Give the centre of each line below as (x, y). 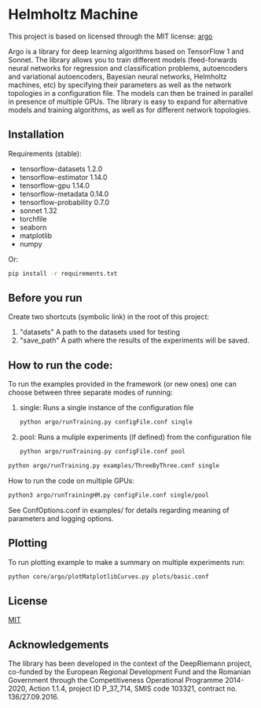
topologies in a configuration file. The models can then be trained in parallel (130, 93)
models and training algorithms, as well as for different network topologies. (130, 110)
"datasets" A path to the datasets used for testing (100, 332)
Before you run (45, 298)
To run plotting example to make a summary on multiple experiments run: (127, 562)
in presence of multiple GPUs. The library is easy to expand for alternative (128, 101)
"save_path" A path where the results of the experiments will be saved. (134, 340)
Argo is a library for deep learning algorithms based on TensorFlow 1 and (126, 51)
